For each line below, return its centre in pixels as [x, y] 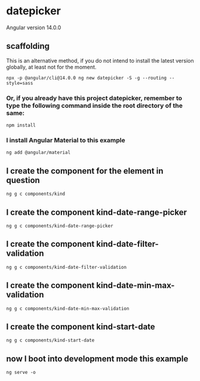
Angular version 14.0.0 [34, 27]
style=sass [20, 83]
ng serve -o [21, 373]
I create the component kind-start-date [81, 326]
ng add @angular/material [38, 153]
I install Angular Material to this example [66, 140]
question [23, 180]
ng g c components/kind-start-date [50, 340]
